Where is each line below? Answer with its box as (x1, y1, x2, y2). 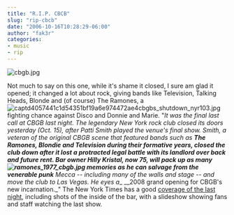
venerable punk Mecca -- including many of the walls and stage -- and (7, 170, 215, 178)
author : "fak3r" (7, 29, 54, 37)
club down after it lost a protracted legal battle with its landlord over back (7, 148, 226, 157)
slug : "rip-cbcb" (7, 17, 58, 24)
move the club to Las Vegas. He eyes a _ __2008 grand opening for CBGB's (7, 177, 222, 186)
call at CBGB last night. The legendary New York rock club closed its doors (7, 118, 224, 127)
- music (7, 42, 30, 49)
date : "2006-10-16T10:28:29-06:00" (7, 23, 111, 30)
